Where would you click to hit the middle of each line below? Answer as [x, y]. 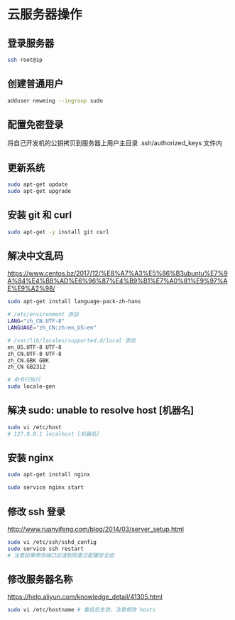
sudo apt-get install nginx [49, 475]
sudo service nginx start [45, 488]
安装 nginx [31, 458]
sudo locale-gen [31, 387]
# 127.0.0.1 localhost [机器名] [54, 434]
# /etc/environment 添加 [43, 315]
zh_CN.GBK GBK [28, 360]
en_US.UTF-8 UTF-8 [34, 347]
